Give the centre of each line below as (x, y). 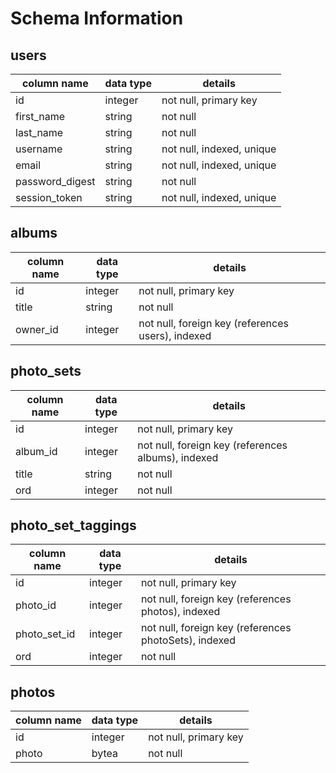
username (39, 149)
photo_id (36, 605)
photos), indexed (180, 612)
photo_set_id (45, 634)
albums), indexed (178, 457)
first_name (40, 116)
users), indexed (175, 335)
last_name (39, 132)
